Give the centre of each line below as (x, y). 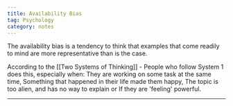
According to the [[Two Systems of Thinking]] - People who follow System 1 (115, 67)
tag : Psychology (31, 20)
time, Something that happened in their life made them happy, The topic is (113, 82)
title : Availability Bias (44, 14)
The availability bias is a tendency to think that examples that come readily (113, 46)
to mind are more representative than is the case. (77, 53)
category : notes (31, 26)
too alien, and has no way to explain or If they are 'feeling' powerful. (104, 89)
